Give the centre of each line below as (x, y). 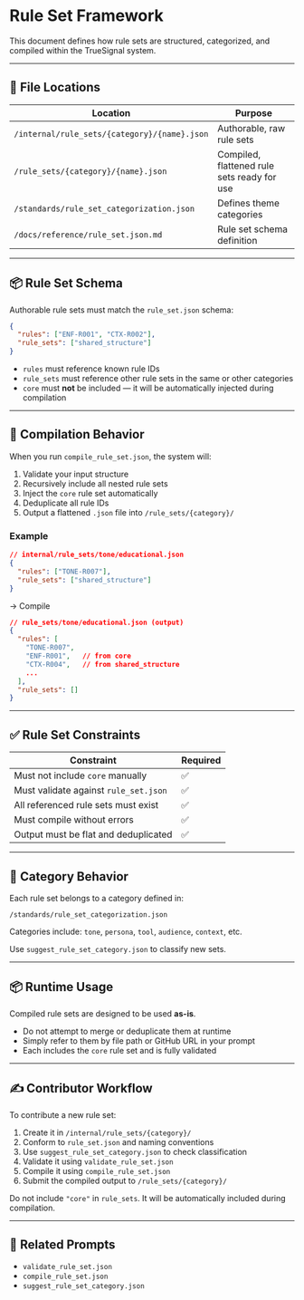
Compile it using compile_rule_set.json (96, 1170)
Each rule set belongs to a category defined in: (96, 898)
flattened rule (245, 166)
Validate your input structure (76, 474)
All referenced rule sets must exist (86, 805)
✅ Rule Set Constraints (75, 735)
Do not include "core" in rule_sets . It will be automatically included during (148, 1198)
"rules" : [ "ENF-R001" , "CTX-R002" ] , (86, 335)
